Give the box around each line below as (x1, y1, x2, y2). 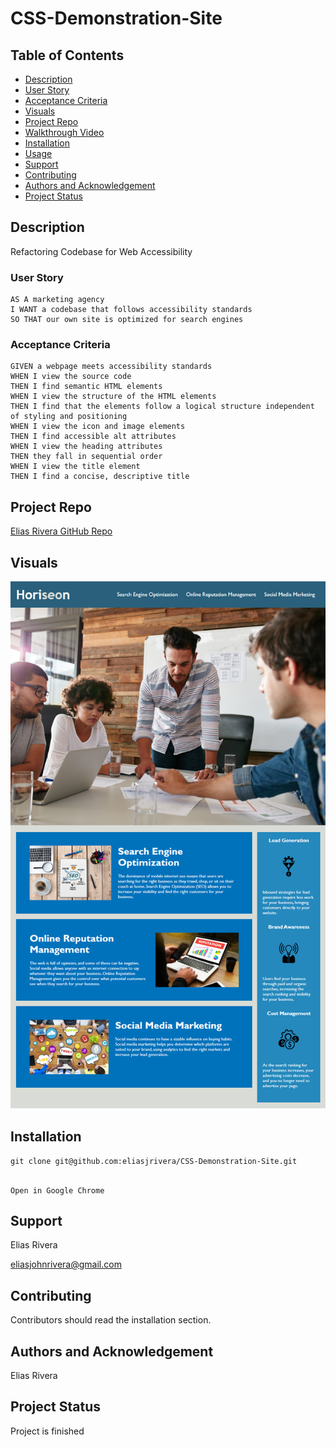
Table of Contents (10, 47, 125, 64)
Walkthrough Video (24, 127, 105, 138)
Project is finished (10, 1425, 85, 1437)
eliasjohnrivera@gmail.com (10, 1258, 122, 1271)
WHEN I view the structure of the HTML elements (10, 392, 217, 402)
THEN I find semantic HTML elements (10, 382, 163, 392)
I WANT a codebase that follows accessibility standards (10, 305, 253, 315)
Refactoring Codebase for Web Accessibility (10, 245, 193, 257)
